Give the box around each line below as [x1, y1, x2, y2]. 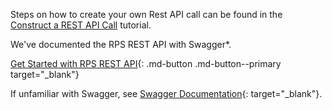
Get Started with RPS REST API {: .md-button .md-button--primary [10, 58, 282, 69]
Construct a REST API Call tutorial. [10, 19, 152, 31]
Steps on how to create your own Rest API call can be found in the [10, 9, 283, 20]
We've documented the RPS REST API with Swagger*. [10, 39, 232, 50]
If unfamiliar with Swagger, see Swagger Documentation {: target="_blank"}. [10, 88, 323, 99]
